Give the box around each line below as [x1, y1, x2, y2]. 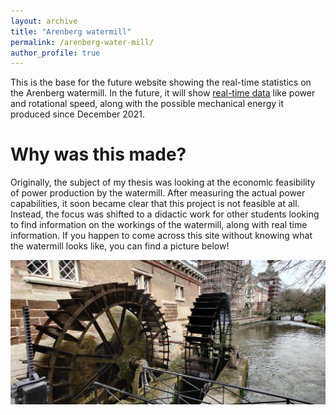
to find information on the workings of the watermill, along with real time [10, 219, 308, 231]
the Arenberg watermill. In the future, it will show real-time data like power [10, 87, 316, 99]
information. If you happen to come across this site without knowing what [10, 230, 313, 242]
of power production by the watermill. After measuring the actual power [10, 187, 306, 199]
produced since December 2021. [10, 108, 145, 120]
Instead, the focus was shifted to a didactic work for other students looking [10, 208, 320, 220]
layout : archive [10, 16, 78, 26]
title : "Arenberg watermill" [10, 26, 132, 37]
